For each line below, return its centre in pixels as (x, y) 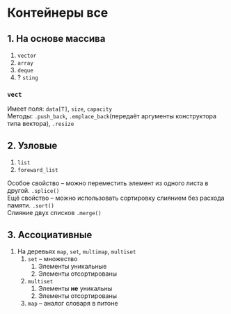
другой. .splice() (33, 191)
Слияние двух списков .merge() (55, 213)
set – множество (53, 258)
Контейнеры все (58, 13)
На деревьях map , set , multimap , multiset (77, 251)
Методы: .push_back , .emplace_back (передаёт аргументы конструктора (112, 116)
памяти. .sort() (31, 205)
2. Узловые (32, 145)
